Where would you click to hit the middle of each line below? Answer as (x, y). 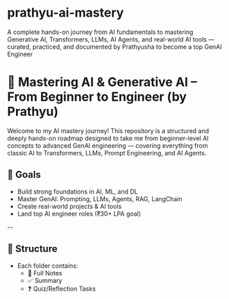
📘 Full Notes (45, 273)
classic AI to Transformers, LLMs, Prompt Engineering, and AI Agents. (107, 153)
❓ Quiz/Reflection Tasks (61, 289)
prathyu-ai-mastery (66, 13)
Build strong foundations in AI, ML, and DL (78, 191)
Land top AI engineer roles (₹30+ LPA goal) (79, 214)
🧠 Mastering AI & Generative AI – (102, 82)
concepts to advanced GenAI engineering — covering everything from (108, 145)
